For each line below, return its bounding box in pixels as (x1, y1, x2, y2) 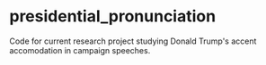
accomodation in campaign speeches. (9, 45, 151, 55)
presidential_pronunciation (9, 6, 217, 27)
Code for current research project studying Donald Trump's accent (9, 36, 257, 46)
